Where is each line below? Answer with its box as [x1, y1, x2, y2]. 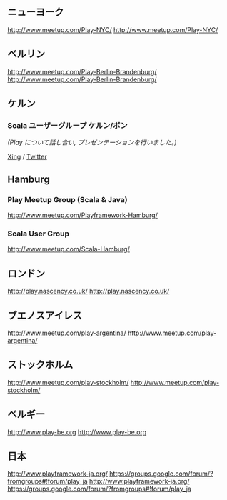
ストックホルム [7, 359, 74, 371]
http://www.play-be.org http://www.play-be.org [7, 427, 147, 436]
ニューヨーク [7, 6, 64, 19]
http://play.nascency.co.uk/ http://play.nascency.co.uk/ [7, 287, 170, 296]
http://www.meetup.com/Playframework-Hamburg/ [7, 211, 158, 219]
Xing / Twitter [7, 152, 48, 161]
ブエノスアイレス [7, 309, 82, 321]
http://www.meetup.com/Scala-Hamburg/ [7, 245, 130, 254]
